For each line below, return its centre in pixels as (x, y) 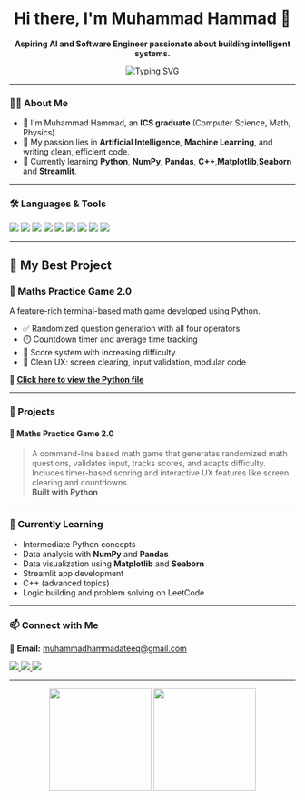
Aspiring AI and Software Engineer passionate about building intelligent (152, 44)
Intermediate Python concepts (79, 544)
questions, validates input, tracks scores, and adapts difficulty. (148, 464)
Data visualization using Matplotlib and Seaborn (113, 564)
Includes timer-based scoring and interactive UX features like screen (160, 473)
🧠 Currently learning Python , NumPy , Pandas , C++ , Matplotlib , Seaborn (157, 162)
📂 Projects (33, 412)
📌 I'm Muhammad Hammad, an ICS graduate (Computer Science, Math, (157, 123)
